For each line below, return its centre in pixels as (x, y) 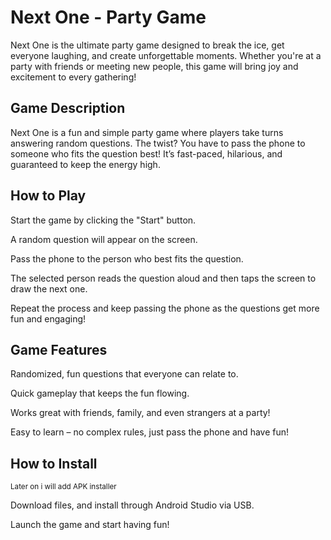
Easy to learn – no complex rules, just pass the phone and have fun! (150, 432)
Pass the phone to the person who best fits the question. (127, 258)
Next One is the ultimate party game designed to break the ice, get (147, 45)
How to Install (54, 463)
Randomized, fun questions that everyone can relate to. (124, 374)
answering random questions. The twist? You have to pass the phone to (158, 143)
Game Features (59, 349)
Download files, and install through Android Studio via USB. (132, 505)
